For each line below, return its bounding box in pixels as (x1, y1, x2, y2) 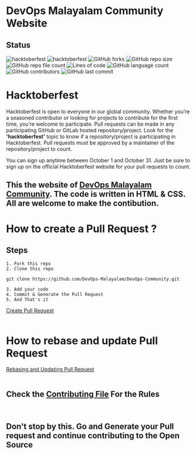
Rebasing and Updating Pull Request (6, 366, 94, 373)
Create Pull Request (6, 307, 54, 314)
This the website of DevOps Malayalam (6, 180, 152, 190)
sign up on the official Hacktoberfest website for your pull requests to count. (6, 163, 191, 170)
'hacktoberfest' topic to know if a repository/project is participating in (6, 133, 176, 140)
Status (6, 40, 31, 50)
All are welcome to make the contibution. (6, 199, 159, 208)
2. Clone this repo (6, 266, 54, 272)
